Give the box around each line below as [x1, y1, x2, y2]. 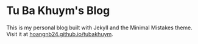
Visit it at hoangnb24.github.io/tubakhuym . [6, 30, 114, 37]
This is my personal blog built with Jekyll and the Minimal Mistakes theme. [6, 24, 193, 31]
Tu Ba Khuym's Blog [6, 4, 110, 18]
